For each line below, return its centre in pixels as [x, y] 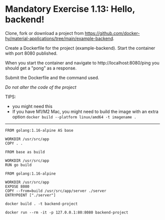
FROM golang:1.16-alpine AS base [39, 130]
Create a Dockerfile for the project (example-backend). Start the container [80, 48]
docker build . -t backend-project [41, 204]
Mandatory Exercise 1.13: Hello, [70, 9]
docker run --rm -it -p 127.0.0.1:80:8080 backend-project [67, 212]
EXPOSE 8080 [17, 186]
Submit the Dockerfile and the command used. [52, 77]
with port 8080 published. [31, 53]
